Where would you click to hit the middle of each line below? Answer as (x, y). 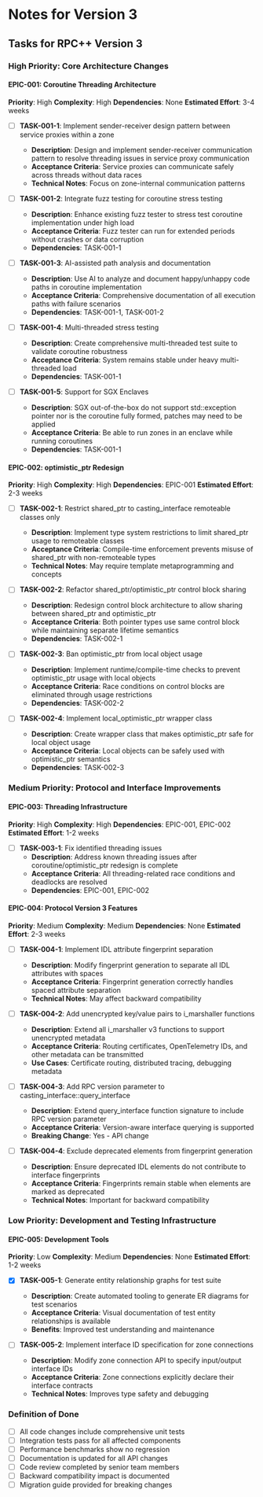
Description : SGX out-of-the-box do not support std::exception (134, 407)
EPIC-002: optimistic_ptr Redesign (66, 467)
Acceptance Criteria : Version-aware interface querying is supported (142, 1127)
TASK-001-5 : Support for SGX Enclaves (84, 392)
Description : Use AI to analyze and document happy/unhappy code (141, 278)
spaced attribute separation (76, 990)
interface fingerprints (66, 1175)
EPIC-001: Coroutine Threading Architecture (82, 85)
